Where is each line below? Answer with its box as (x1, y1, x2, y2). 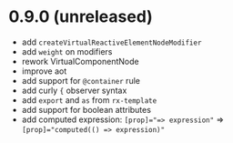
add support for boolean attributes (21, 104, 152, 115)
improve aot (21, 66, 67, 77)
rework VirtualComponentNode (21, 56, 139, 66)
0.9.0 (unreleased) (8, 6, 154, 27)
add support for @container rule (21, 75, 140, 86)
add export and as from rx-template (21, 94, 157, 106)
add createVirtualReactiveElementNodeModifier (21, 36, 202, 47)
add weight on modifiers (21, 46, 113, 56)
